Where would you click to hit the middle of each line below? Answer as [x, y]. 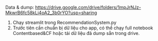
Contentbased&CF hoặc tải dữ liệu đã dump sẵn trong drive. [76, 33]
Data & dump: [20, 7]
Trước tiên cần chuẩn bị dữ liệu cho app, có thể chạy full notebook [83, 28]
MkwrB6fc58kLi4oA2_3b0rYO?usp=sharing [51, 13]
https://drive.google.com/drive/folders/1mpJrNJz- [88, 7]
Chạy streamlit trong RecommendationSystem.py [65, 23]
